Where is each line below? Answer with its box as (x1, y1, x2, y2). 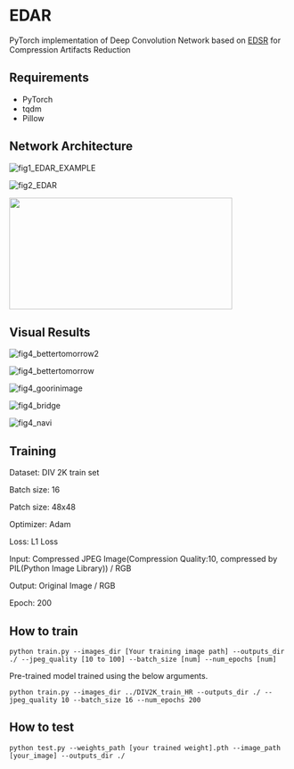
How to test (9, 720, 74, 735)
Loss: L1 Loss (9, 536, 59, 547)
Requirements (9, 70, 89, 86)
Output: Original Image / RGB (9, 581, 116, 591)
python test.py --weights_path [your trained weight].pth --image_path (9, 743, 281, 752)
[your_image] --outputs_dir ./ (9, 751, 126, 760)
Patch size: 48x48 (9, 501, 76, 513)
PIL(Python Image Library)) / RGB (9, 563, 132, 574)
